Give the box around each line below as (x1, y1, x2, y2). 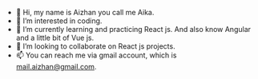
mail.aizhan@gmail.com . (15, 62, 97, 71)
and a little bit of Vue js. (15, 33, 95, 42)
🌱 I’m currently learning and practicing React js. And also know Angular (15, 25, 251, 34)
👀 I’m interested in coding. (15, 16, 103, 26)
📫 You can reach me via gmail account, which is (15, 50, 177, 60)
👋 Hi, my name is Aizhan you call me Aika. (15, 8, 155, 17)
